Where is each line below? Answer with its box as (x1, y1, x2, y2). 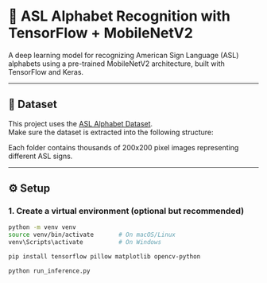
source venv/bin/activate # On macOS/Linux (8, 231, 176, 239)
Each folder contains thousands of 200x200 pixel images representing (8, 142, 239, 152)
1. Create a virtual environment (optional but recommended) (8, 206, 245, 217)
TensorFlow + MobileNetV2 (8, 24, 193, 42)
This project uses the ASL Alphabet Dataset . (8, 118, 153, 128)
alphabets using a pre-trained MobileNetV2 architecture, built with (8, 59, 225, 68)
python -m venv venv (8, 223, 77, 231)
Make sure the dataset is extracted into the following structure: (8, 127, 214, 137)
